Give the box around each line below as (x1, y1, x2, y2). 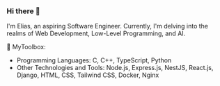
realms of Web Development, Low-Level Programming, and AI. (6, 29, 186, 37)
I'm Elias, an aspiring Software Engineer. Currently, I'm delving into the (6, 22, 208, 31)
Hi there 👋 (6, 6, 41, 16)
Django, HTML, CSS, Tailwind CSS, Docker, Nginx (16, 71, 159, 79)
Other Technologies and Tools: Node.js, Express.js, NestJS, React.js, (16, 64, 214, 72)
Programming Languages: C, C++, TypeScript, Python (16, 56, 172, 64)
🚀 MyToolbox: (6, 43, 46, 51)
